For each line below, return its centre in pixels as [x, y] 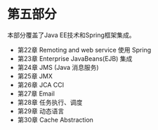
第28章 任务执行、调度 [50, 102]
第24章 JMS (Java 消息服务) [58, 67]
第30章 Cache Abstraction [55, 120]
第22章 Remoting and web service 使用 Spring [84, 50]
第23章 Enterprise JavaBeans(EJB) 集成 [75, 58]
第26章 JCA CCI [41, 85]
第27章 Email [36, 93]
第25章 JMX [35, 76]
